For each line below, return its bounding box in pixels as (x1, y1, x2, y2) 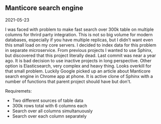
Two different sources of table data (12, 98, 83, 103)
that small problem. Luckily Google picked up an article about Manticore (5, 68, 151, 74)
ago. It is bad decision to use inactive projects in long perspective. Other (5, 57, 152, 63)
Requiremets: (5, 88, 32, 94)
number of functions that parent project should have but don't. (5, 78, 132, 84)
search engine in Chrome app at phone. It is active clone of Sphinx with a (5, 73, 153, 79)
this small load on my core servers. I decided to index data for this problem (5, 42, 157, 48)
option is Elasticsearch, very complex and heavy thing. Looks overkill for (5, 63, 152, 69)
